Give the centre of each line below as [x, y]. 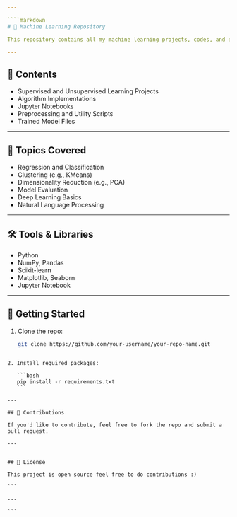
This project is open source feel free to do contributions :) [102, 475]
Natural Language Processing [61, 205]
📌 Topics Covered [47, 150]
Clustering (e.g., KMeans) [55, 175]
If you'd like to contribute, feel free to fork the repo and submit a [115, 425]
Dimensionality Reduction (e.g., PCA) [71, 182]
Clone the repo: [40, 331]
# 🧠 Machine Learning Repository [56, 27]
